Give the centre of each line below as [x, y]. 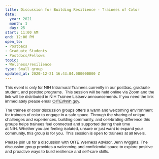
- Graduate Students [26, 51]
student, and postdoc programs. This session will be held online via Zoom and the [80, 92]
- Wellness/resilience [28, 64]
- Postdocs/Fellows [25, 55]
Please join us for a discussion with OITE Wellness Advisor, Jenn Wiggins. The [77, 142]
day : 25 [17, 28]
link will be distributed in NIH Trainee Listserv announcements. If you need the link [79, 96]
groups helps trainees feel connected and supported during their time [68, 124]
